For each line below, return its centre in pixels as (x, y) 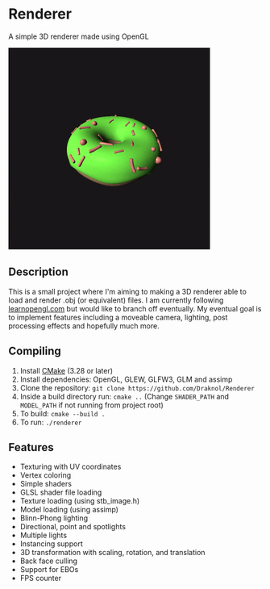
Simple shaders (46, 484)
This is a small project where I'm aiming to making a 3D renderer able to (128, 291)
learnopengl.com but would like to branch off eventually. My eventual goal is (135, 308)
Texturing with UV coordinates (71, 467)
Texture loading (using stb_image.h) (80, 501)
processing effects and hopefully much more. (84, 326)
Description (38, 272)
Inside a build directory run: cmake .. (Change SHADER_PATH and (125, 396)
